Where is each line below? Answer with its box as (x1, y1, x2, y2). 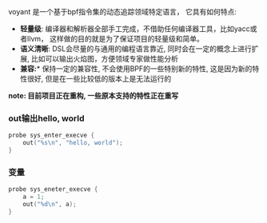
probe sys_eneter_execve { (8, 185, 98, 193)
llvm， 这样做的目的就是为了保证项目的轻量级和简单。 (26, 34, 204, 43)
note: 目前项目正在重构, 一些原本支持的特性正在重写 (8, 91, 179, 100)
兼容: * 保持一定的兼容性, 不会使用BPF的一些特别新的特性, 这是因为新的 (19, 64, 253, 74)
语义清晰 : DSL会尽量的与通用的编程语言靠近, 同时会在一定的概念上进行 (19, 44, 252, 54)
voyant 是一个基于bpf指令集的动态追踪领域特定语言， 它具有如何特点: (8, 7, 237, 16)
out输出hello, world (8, 113, 85, 124)
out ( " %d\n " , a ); (22, 200, 78, 208)
